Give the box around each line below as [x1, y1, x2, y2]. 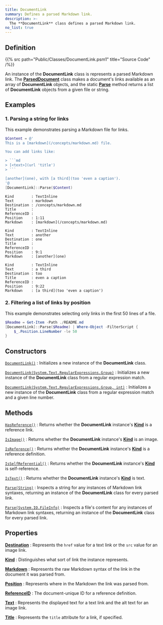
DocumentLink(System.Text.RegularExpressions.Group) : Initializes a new [5, 369, 150, 375]
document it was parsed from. [5, 571, 66, 577]
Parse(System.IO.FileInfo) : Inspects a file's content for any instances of [5, 504, 152, 510]
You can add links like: [5, 150, 55, 154]
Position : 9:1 [5, 250, 42, 255]
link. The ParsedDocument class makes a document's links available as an [5, 76, 155, 82]
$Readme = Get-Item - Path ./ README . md [5, 320, 84, 325]
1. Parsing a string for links [5, 115, 69, 122]
